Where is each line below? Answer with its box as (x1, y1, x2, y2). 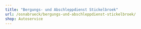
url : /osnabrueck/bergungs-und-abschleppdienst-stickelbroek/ (5, 12, 136, 17)
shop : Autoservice (5, 16, 43, 21)
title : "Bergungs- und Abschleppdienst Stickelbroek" (5, 7, 119, 12)
